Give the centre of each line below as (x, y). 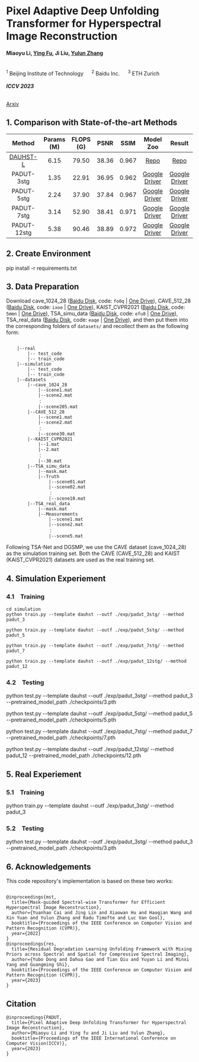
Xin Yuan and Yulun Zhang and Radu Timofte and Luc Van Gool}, (86, 918)
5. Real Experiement (44, 774)
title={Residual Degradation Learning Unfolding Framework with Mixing (102, 949)
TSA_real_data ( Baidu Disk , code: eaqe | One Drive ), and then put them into (97, 320)
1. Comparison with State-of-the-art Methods (92, 123)
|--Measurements (58, 514)
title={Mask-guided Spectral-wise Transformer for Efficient (89, 902)
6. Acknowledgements (49, 867)
